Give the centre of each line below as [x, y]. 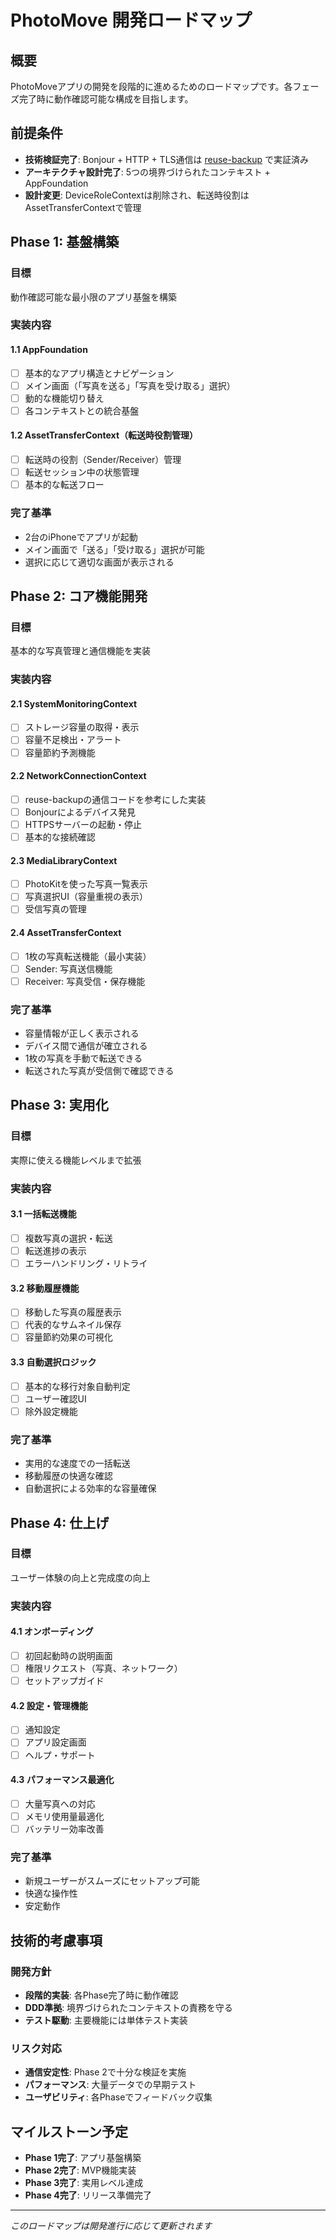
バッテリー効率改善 [64, 1828]
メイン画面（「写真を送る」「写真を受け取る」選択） [130, 385]
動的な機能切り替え [64, 398]
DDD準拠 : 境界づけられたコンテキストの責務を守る [128, 2007]
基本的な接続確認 [60, 837]
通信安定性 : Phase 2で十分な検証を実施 [105, 2072]
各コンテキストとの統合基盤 [82, 410]
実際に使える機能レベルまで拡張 [76, 1160]
